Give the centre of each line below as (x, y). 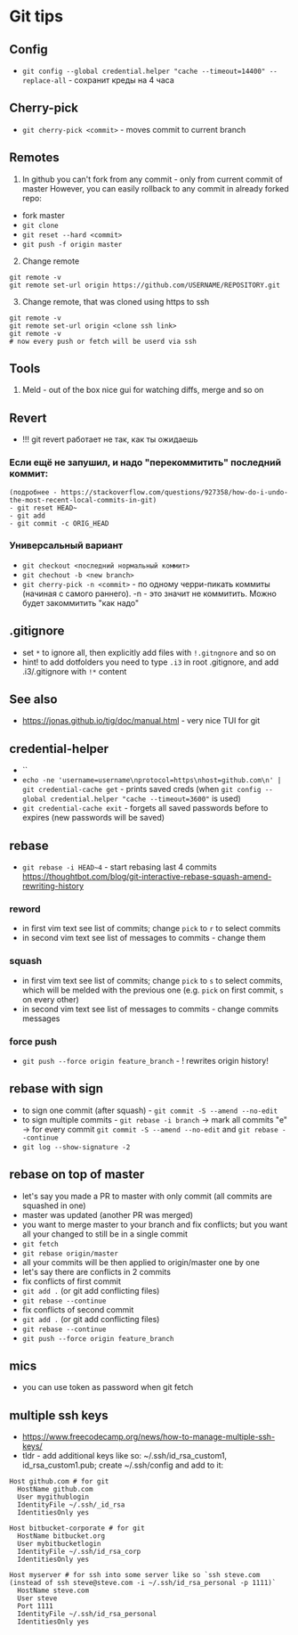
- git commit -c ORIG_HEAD (59, 523)
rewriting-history (53, 886)
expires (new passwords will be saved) (93, 818)
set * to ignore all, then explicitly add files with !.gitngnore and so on (149, 652)
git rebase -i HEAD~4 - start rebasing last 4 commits (119, 867)
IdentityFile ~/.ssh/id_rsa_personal (87, 1615)
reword (25, 909)
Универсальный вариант (66, 545)
